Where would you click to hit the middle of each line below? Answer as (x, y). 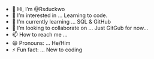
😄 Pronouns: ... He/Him (41, 43)
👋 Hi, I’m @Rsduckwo (38, 9)
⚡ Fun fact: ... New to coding (47, 50)
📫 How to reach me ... (40, 35)
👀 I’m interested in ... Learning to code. (60, 15)
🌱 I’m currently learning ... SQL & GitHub (61, 22)
